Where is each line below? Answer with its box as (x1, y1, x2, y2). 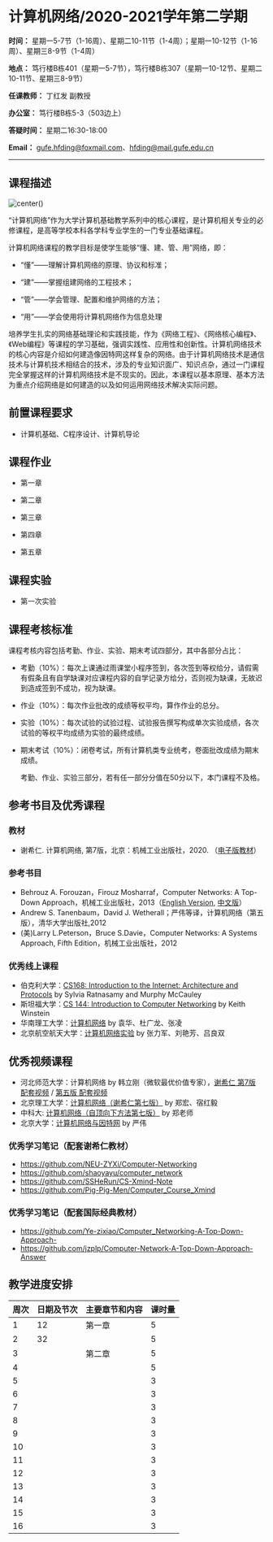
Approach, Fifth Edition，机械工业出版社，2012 (19, 938, 178, 948)
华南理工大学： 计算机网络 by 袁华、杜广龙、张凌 (19, 1018, 183, 1028)
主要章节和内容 (85, 1304, 144, 1315)
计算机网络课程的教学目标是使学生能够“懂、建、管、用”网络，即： (8, 242, 229, 252)
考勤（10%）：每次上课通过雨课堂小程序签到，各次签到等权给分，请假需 (19, 663, 260, 672)
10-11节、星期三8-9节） (8, 73, 88, 83)
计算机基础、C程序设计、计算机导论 (19, 428, 141, 439)
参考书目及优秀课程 (8, 798, 105, 813)
